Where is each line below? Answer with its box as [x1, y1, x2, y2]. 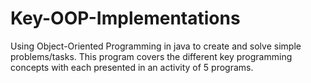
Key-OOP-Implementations [10, 7, 241, 30]
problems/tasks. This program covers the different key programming [10, 50, 293, 62]
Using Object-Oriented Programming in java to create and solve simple [10, 40, 302, 52]
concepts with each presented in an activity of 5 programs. [10, 61, 254, 73]
